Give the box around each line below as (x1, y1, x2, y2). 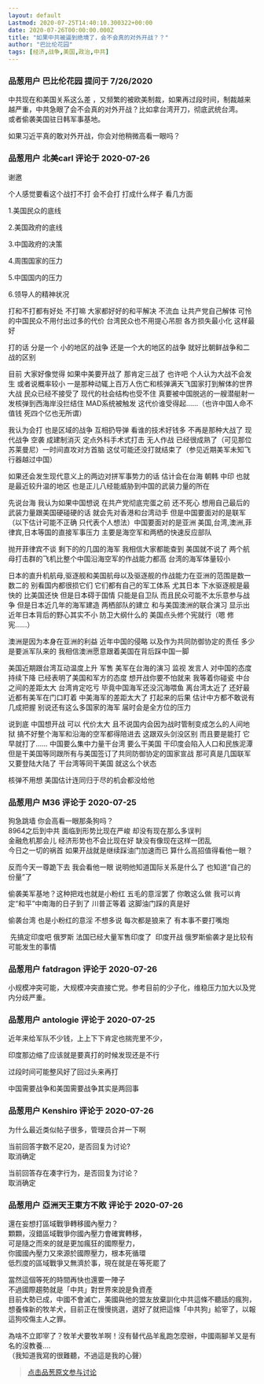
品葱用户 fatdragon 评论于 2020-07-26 (8, 963, 158, 974)
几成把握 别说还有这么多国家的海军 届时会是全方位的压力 (8, 702, 191, 712)
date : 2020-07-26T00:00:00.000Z (8, 26, 114, 34)
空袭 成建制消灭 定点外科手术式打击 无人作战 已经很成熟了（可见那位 (30, 434, 252, 445)
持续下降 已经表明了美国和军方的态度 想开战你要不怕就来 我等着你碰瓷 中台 (8, 673, 250, 682)
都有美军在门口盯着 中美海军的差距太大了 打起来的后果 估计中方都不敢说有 (14, 692, 255, 702)
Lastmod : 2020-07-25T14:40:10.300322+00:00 (8, 19, 153, 27)
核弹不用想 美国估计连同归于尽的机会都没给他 (8, 775, 155, 784)
